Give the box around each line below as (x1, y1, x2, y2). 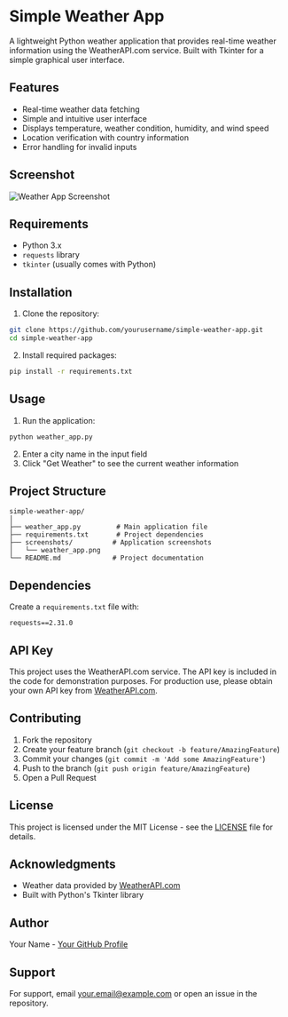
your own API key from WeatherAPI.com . (9, 685, 158, 695)
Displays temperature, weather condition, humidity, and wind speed (21, 123, 269, 133)
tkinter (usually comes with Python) (21, 259, 157, 270)
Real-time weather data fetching (21, 104, 140, 115)
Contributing (9, 711, 82, 726)
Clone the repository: (21, 308, 100, 319)
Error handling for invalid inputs (21, 141, 137, 152)
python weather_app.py (9, 433, 93, 441)
